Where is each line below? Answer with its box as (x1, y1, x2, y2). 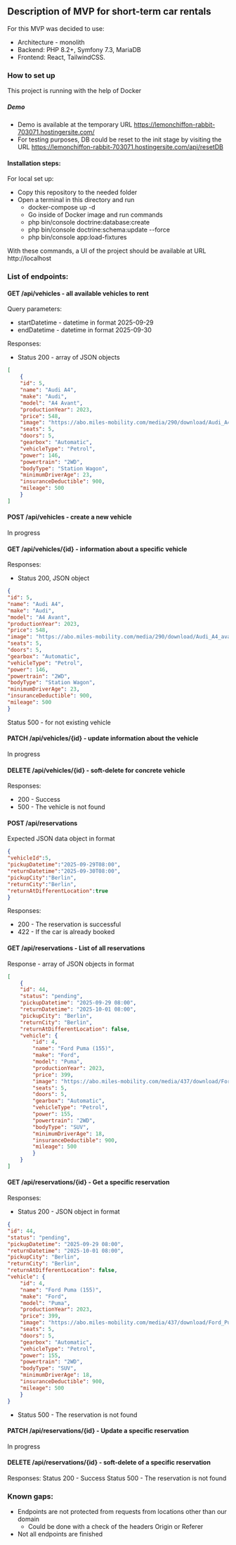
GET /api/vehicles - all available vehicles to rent (7, 289, 149, 298)
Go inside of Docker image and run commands (27, 210, 163, 219)
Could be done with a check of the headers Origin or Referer (27, 1522, 204, 1531)
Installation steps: (7, 158, 61, 168)
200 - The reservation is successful (17, 920, 122, 928)
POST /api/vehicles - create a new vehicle (7, 513, 132, 522)
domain (17, 1515, 40, 1523)
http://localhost (7, 254, 51, 263)
